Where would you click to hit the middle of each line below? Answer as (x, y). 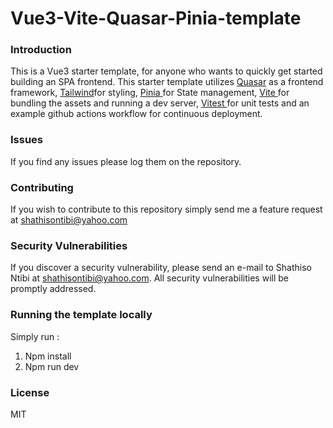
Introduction (41, 50)
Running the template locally (81, 315)
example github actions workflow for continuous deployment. (136, 114)
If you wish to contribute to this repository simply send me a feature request (166, 209)
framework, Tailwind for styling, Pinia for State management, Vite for (150, 93)
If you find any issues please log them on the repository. (126, 161)
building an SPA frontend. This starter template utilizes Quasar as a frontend (167, 82)
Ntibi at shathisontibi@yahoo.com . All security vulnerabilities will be (149, 278)
